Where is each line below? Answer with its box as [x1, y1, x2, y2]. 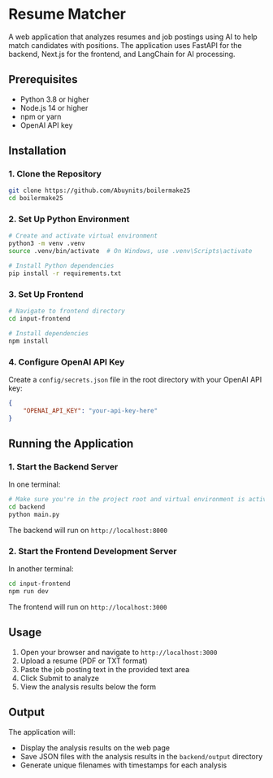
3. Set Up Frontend [8, 288, 84, 299]
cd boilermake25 [8, 194, 63, 203]
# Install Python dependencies [8, 262, 115, 270]
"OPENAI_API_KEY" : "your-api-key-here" [23, 406, 158, 415]
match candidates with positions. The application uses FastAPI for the [8, 40, 242, 50]
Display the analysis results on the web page [19, 742, 171, 753]
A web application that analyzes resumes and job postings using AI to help [8, 32, 258, 42]
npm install [8, 337, 49, 345]
